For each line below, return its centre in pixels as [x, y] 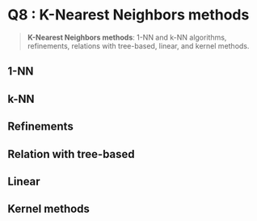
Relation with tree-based [71, 154]
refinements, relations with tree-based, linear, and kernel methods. [138, 45]
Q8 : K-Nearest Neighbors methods [128, 15]
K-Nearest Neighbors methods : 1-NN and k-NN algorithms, [127, 37]
